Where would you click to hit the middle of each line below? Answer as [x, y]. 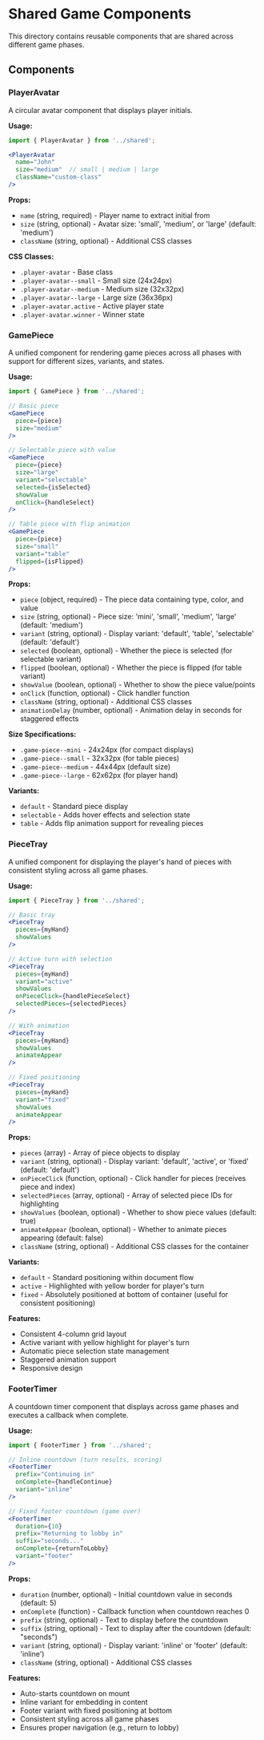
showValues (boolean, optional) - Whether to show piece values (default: [138, 1212]
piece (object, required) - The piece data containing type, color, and [132, 600]
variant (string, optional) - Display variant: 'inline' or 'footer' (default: [134, 1645]
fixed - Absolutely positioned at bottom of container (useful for [124, 1295]
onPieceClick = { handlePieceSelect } [73, 997]
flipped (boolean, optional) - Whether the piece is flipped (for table [131, 668]
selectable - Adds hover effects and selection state [105, 815]
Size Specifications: [42, 735]
